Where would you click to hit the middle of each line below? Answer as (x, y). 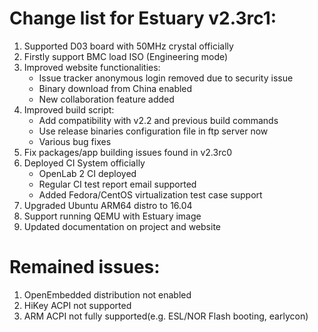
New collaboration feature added (106, 99)
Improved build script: (69, 109)
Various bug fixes (75, 141)
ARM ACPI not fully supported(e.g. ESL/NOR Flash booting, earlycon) (166, 316)
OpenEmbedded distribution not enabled (107, 294)
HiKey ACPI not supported (77, 305)
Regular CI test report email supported (117, 184)
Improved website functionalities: (92, 67)
